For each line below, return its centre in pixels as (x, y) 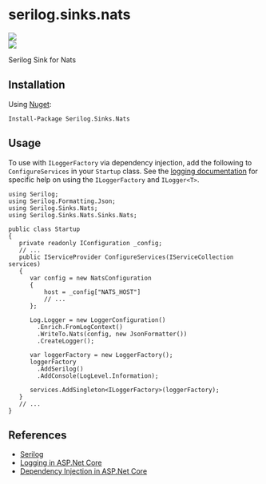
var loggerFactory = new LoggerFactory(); (101, 355)
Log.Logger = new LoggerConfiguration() (97, 320)
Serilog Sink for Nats (42, 60)
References (38, 435)
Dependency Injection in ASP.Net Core (83, 471)
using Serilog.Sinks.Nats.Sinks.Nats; (73, 215)
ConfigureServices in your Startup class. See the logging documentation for (133, 171)
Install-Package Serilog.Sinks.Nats (69, 119)
